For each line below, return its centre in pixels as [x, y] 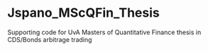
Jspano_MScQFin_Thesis [83, 13]
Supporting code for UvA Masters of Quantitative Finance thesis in [104, 32]
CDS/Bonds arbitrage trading [50, 39]
